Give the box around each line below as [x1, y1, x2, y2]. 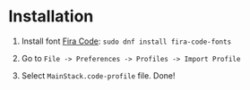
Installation [8, 6, 94, 27]
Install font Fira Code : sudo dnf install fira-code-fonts [21, 36, 232, 46]
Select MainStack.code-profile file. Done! [21, 70, 176, 81]
